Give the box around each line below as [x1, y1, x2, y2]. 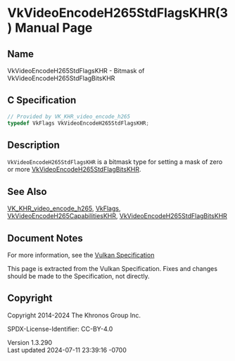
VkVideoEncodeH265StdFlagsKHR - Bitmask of [7, 67, 145, 75]
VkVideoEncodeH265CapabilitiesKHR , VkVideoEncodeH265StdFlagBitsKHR [7, 212, 227, 220]
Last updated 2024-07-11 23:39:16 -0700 [7, 346, 127, 354]
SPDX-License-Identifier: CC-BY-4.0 [7, 324, 113, 333]
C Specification [7, 94, 77, 106]
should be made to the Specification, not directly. [7, 272, 150, 280]
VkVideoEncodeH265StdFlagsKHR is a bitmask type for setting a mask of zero [7, 158, 223, 166]
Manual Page [15, 20, 93, 36]
